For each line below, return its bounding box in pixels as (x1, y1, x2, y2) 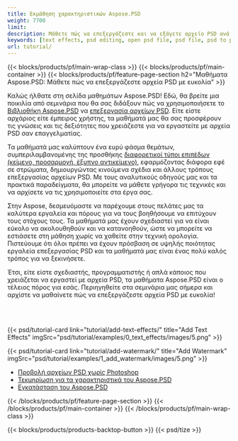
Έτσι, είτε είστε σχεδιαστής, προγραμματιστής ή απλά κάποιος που (7, 268, 207, 276)
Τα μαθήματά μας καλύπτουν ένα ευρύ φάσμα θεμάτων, (7, 143, 175, 151)
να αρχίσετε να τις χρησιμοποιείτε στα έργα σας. (7, 188, 153, 196)
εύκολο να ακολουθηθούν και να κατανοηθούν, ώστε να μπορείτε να (7, 224, 212, 232)
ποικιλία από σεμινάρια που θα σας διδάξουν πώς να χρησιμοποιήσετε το (7, 99, 225, 107)
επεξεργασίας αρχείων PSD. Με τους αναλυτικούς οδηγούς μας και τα (7, 173, 217, 181)
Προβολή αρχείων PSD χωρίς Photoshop (17, 368, 140, 376)
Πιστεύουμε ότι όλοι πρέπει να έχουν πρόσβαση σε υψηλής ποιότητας (7, 239, 216, 248)
